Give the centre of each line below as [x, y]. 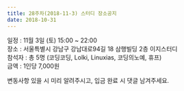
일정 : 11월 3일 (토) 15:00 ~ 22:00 [52, 40]
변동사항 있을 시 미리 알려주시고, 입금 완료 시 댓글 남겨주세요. [88, 80]
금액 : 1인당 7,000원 [34, 66]
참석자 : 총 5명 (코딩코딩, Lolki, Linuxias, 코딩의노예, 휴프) [84, 57]
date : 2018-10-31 [32, 20]
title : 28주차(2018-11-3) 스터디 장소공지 [62, 13]
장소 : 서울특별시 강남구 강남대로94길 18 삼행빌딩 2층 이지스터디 [92, 49]
